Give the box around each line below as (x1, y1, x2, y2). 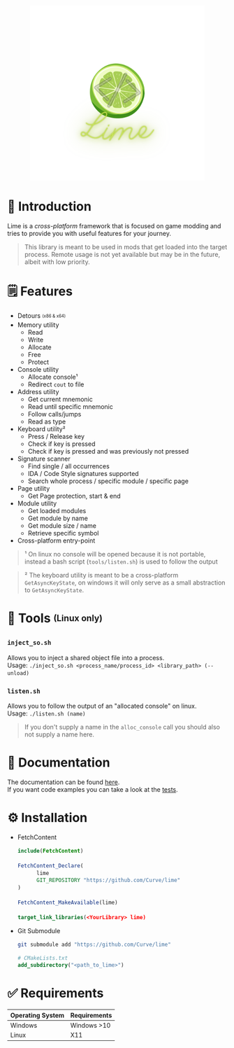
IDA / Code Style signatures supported (27, 469, 139, 477)
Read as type (27, 417, 66, 426)
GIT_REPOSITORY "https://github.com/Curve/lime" (36, 877, 181, 884)
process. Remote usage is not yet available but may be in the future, (24, 250, 221, 258)
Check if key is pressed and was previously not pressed (27, 447, 189, 455)
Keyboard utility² (17, 424, 66, 433)
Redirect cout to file (27, 380, 85, 389)
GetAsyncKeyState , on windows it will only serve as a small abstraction (24, 578, 226, 587)
